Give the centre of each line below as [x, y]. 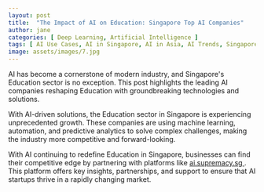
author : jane [29, 30]
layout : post [29, 15]
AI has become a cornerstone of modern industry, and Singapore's [116, 74]
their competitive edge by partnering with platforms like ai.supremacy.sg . [127, 163]
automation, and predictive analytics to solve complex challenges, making [128, 131]
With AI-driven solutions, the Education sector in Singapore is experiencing [130, 114]
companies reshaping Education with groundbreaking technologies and [124, 91]
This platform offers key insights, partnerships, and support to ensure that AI [132, 171]
